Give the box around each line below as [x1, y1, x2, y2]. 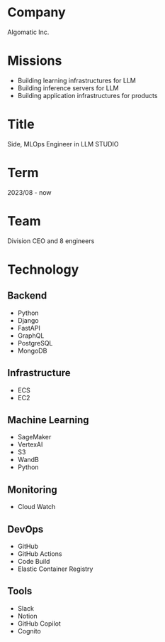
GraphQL [17, 331, 45, 340]
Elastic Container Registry [17, 565, 93, 573]
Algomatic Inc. [7, 28, 50, 36]
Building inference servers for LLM [17, 83, 119, 92]
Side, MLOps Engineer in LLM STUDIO [7, 139, 119, 148]
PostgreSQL [17, 338, 53, 347]
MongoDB [17, 346, 47, 355]
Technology [7, 261, 79, 277]
